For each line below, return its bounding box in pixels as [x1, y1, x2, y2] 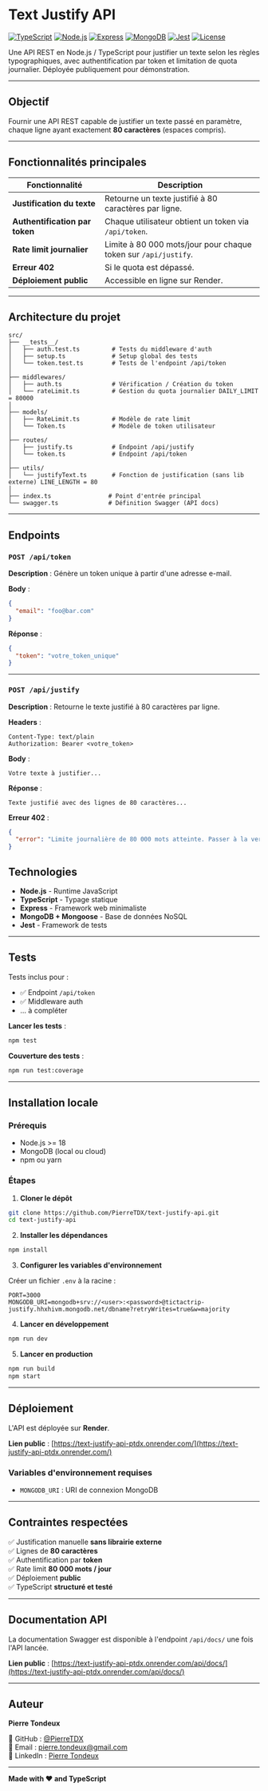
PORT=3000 [8, 1292, 41, 1299]
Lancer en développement [19, 1319, 109, 1329]
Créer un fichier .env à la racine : [8, 1276, 116, 1286]
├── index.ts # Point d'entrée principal [8, 492, 202, 500]
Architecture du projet [8, 310, 121, 324]
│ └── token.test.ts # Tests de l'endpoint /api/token [8, 360, 227, 368]
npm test [8, 1037, 37, 1045]
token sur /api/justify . [104, 249, 194, 260]
